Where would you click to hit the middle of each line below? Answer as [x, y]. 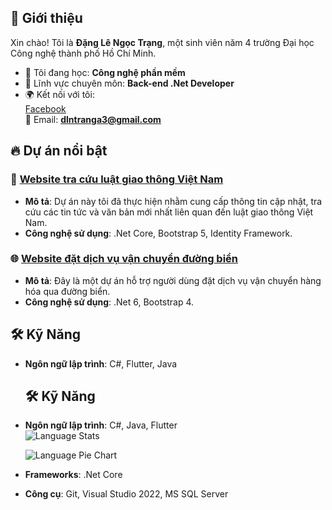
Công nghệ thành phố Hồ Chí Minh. [83, 53]
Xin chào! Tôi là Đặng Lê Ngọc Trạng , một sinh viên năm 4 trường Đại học [162, 42]
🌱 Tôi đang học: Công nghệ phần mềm [105, 72]
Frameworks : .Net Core [73, 475]
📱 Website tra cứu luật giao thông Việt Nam [117, 179]
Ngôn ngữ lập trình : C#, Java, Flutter [101, 425]
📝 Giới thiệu [46, 18]
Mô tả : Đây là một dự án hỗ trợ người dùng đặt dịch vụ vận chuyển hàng [173, 280]
